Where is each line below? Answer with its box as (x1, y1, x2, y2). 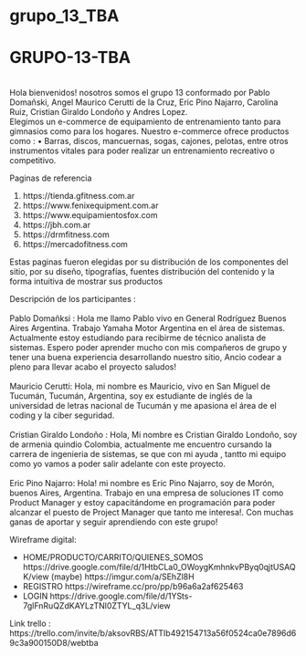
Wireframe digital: (9, 535, 77, 546)
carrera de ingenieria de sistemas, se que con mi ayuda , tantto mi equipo (9, 449, 287, 460)
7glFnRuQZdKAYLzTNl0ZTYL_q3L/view (22, 600, 171, 611)
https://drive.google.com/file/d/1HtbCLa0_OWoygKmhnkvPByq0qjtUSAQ (22, 562, 296, 573)
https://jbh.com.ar (22, 220, 91, 231)
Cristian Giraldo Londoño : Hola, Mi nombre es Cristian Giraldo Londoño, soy (9, 430, 298, 441)
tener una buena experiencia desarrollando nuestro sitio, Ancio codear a (9, 352, 282, 363)
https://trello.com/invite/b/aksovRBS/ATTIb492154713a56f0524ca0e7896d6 (9, 628, 297, 639)
